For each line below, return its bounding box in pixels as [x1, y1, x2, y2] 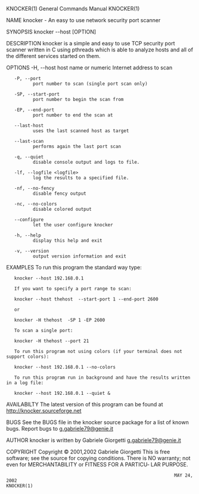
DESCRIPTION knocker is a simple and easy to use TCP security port [6, 40, 175, 47]
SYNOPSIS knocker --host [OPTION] [6, 28, 97, 35]
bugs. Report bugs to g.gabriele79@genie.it [6, 425, 113, 432]
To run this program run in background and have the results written [14, 375, 191, 381]
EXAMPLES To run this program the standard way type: [6, 264, 142, 271]
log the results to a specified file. [32, 175, 129, 181]
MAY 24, [174, 472, 194, 478]
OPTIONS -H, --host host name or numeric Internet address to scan [6, 64, 173, 71]
